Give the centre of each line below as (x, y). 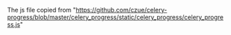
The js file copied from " (41, 10)
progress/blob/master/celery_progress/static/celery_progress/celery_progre (115, 17)
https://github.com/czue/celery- (121, 10)
